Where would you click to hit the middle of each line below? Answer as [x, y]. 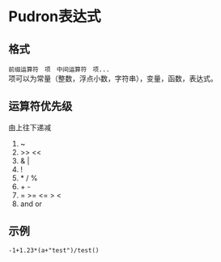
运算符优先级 [40, 106]
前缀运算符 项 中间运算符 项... [59, 70]
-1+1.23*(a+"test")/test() [54, 250]
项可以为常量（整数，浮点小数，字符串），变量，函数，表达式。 [113, 78]
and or [31, 204]
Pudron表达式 [55, 17]
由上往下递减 [30, 127]
